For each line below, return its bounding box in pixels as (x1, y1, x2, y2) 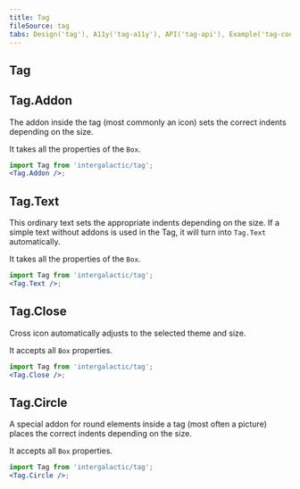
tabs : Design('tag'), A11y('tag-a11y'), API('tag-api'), (9, 29, 226, 38)
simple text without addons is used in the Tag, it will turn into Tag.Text (9, 227, 266, 237)
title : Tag (9, 12, 50, 22)
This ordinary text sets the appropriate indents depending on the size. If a (9, 218, 279, 228)
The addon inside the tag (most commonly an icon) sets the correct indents (9, 117, 287, 128)
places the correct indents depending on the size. (9, 428, 192, 439)
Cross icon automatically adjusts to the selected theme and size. (9, 327, 246, 338)
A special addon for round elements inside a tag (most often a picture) (9, 419, 268, 429)
